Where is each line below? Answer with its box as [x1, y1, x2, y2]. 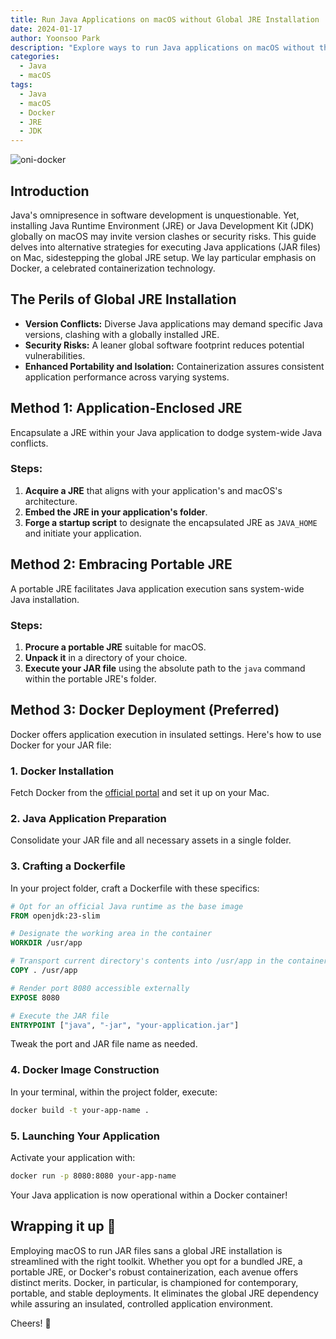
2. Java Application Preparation [10, 812, 167, 825]
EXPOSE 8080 [10, 992, 60, 1003]
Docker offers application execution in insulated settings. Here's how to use [10, 728, 322, 740]
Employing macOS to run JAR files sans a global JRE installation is [10, 1244, 283, 1256]
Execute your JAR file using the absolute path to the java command [24, 662, 306, 674]
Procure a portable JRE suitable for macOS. [24, 641, 207, 653]
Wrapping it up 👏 [10, 1218, 117, 1235]
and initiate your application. [24, 527, 142, 539]
